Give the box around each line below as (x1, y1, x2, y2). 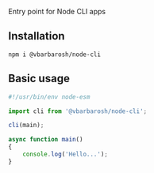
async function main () (8, 136, 83, 144)
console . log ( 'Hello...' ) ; (22, 150, 109, 158)
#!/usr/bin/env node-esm (8, 92, 90, 101)
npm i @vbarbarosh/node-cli (8, 51, 102, 58)
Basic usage (8, 72, 70, 85)
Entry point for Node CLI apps (8, 7, 106, 16)
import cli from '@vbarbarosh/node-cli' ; (8, 107, 148, 115)
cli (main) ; (8, 122, 44, 130)
